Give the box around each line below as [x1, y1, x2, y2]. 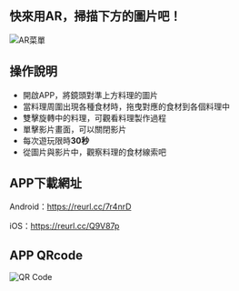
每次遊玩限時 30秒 [22, 135, 90, 145]
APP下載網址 [9, 176, 82, 191]
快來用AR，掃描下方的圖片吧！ [9, 8, 182, 25]
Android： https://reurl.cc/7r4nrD [9, 201, 132, 212]
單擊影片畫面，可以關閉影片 [22, 124, 127, 135]
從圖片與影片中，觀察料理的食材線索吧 [22, 146, 166, 157]
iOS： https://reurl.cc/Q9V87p [9, 221, 120, 232]
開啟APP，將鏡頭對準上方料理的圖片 [22, 89, 159, 100]
